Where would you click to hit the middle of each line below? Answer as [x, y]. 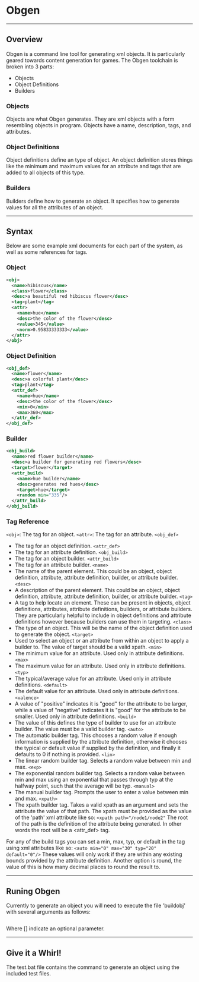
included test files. [29, 974]
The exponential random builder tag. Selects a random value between [100, 773]
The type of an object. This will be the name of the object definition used [103, 628]
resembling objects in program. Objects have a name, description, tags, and [99, 125]
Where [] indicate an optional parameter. [55, 929]
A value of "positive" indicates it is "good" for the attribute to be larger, [101, 704]
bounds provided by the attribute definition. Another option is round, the [94, 861]
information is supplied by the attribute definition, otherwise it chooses [101, 742]
